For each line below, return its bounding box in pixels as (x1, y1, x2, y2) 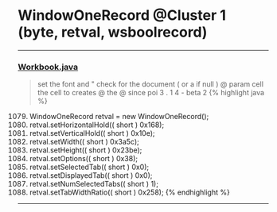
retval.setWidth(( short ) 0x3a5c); (29, 137, 139, 147)
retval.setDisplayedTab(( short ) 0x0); (29, 171, 153, 180)
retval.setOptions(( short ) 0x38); (29, 154, 138, 164)
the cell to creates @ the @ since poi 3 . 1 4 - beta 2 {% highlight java (37, 88, 265, 98)
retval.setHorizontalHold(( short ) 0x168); (29, 120, 165, 129)
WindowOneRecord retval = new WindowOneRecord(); (29, 112, 209, 121)
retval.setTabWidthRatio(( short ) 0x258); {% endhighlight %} (29, 187, 230, 197)
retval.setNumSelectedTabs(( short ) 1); (29, 179, 159, 189)
